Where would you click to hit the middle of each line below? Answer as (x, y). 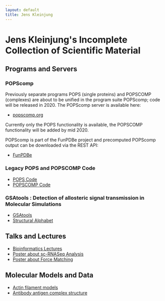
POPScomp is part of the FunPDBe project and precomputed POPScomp (81, 140)
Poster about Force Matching (43, 259)
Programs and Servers (41, 69)
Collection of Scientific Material (73, 50)
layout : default (22, 10)
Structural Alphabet (33, 220)
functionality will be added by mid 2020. (47, 130)
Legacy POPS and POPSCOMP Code (50, 168)
